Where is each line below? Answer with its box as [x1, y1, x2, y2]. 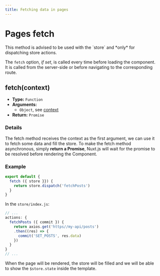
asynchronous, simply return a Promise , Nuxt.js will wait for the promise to [5, 146, 156, 151]
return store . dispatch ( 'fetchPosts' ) [14, 183, 90, 188]
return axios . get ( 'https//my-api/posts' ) [14, 224, 99, 229]
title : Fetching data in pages [5, 7, 69, 12]
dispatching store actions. [5, 49, 57, 55]
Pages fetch [5, 28, 54, 39]
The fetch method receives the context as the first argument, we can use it [5, 135, 155, 141]
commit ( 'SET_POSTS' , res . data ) [18, 233, 82, 238]
